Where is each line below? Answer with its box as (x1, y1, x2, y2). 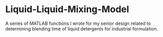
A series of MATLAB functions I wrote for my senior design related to (5, 20, 151, 26)
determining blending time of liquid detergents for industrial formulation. (5, 25, 158, 31)
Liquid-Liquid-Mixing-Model (5, 4, 130, 15)
